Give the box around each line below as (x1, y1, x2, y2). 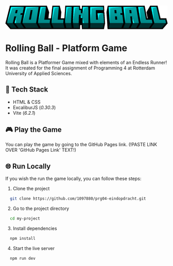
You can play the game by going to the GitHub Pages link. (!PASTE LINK (5, 141, 158, 148)
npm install (10, 236, 36, 241)
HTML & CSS (12, 99, 41, 105)
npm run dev (10, 256, 36, 261)
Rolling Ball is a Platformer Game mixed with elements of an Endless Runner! (5, 59, 167, 65)
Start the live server (12, 245, 55, 251)
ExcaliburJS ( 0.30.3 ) (12, 104, 56, 111)
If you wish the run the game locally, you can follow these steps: (5, 175, 142, 182)
